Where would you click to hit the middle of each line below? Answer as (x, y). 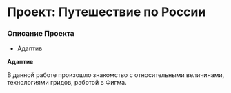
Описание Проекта (41, 34)
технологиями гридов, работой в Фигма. (67, 83)
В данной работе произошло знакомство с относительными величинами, (116, 75)
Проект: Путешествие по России (107, 12)
